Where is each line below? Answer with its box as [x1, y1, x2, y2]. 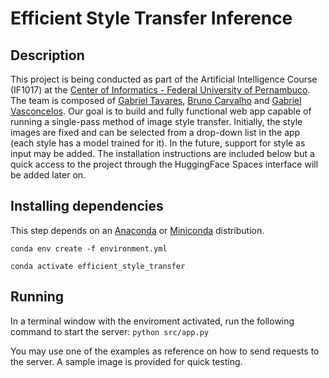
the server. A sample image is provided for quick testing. [10, 355, 243, 367]
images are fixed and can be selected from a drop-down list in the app [10, 127, 301, 138]
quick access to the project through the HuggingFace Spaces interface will [10, 158, 319, 170]
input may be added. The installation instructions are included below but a [10, 148, 315, 159]
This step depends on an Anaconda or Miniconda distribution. [10, 224, 265, 236]
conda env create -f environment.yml [10, 243, 168, 254]
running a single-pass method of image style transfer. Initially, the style [10, 116, 303, 127]
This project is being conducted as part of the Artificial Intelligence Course [10, 73, 318, 85]
